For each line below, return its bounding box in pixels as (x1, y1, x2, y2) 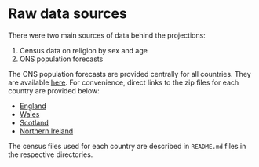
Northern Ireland (19, 126, 74, 136)
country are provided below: (8, 85, 100, 95)
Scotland (19, 118, 49, 127)
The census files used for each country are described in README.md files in (8, 141, 246, 151)
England (19, 101, 47, 111)
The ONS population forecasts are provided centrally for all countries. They (8, 69, 251, 78)
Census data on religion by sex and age (19, 45, 148, 55)
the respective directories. (8, 150, 93, 159)
